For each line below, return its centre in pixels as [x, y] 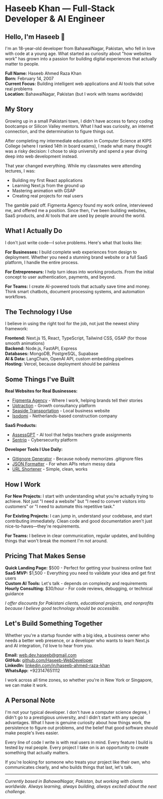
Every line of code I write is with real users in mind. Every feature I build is [79, 742]
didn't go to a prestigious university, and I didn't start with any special [74, 717]
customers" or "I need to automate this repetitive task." [60, 507]
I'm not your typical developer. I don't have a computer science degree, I [78, 712]
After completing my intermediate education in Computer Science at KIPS [78, 141]
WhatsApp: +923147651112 [33, 670]
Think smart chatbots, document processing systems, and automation [75, 291]
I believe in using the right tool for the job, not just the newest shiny [72, 323]
